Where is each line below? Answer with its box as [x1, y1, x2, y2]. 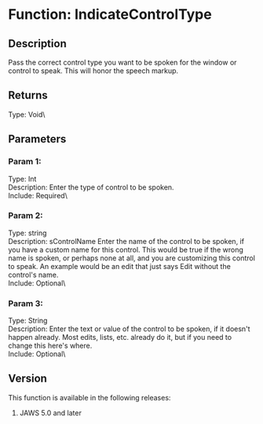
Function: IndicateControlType [8, 6, 212, 24]
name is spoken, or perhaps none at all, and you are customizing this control [8, 253, 255, 263]
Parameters [8, 132, 67, 146]
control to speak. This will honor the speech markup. [8, 66, 179, 76]
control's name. [8, 270, 59, 279]
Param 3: [8, 297, 43, 308]
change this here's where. [8, 341, 93, 351]
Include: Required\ [8, 190, 68, 200]
